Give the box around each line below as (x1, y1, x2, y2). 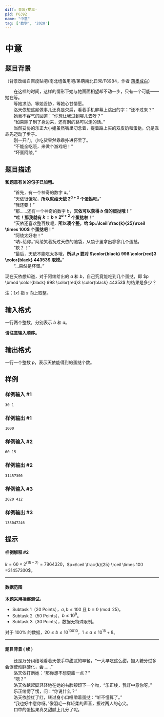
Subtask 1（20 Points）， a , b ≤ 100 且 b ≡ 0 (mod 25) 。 (12, 606, 123, 612)
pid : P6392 (5, 12, 27, 17)
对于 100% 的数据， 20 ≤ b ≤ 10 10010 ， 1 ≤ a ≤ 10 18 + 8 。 (5, 629, 118, 635)
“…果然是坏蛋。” (14, 263, 45, 269)
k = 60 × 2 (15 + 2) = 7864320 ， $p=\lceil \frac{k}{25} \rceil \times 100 (5, 560, 143, 567)
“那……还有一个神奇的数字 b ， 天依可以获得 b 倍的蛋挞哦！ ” (14, 208, 132, 214)
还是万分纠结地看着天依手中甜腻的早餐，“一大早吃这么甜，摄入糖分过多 (14, 658, 157, 664)
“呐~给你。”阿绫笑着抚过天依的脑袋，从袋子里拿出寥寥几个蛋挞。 (14, 239, 143, 245)
